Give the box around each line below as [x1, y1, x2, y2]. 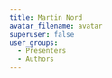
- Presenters [17, 47, 67, 56]
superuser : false [9, 30, 75, 39]
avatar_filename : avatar [9, 22, 103, 30]
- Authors [17, 55, 54, 64]
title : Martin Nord [9, 13, 83, 22]
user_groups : [9, 38, 59, 48]
